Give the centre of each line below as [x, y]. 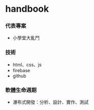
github [19, 76]
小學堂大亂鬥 [26, 38]
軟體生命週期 [21, 90]
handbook [27, 9]
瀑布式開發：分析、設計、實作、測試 [51, 102]
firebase [21, 70]
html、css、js [27, 64]
